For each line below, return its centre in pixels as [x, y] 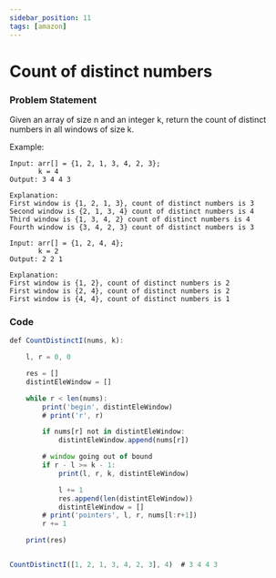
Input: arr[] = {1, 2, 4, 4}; [67, 243]
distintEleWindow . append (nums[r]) [123, 441]
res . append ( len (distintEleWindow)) [126, 498]
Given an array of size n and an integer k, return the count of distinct [138, 119]
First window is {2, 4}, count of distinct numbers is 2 [120, 291]
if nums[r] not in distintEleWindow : [113, 432]
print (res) [46, 541]
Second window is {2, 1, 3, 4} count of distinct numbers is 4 [132, 211]
